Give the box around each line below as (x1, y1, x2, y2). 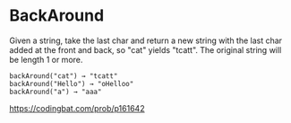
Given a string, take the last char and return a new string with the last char (9, 35, 283, 46)
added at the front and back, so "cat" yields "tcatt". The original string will (9, 44, 282, 55)
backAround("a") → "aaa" (9, 87, 102, 96)
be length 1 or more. (9, 54, 83, 65)
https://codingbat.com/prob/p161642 (9, 102, 145, 113)
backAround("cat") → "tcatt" (9, 71, 118, 81)
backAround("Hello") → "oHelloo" (9, 79, 134, 88)
